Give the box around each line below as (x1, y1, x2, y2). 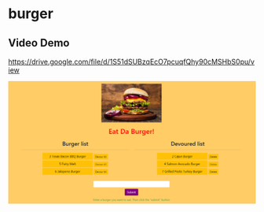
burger (8, 5, 53, 23)
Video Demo (8, 36, 70, 50)
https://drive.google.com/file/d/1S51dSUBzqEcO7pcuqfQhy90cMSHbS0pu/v (8, 57, 255, 66)
